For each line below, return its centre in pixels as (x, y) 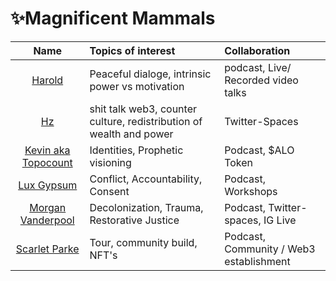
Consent (109, 191)
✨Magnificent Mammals (113, 18)
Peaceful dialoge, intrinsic (150, 74)
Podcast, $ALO (259, 150)
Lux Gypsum (48, 185)
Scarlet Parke (47, 249)
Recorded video (261, 80)
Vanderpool (47, 220)
